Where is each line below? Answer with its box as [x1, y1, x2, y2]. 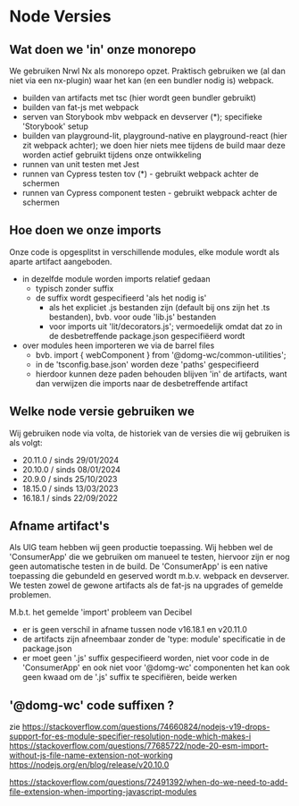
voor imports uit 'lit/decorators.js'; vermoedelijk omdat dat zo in [48, 320, 283, 332]
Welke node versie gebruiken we [9, 404, 195, 420]
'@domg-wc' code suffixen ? [9, 698, 174, 713]
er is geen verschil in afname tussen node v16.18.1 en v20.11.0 [21, 624, 247, 635]
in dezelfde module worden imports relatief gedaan [21, 273, 211, 284]
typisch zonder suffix [35, 283, 114, 293]
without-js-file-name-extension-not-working [9, 750, 173, 761]
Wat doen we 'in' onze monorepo [9, 42, 196, 57]
